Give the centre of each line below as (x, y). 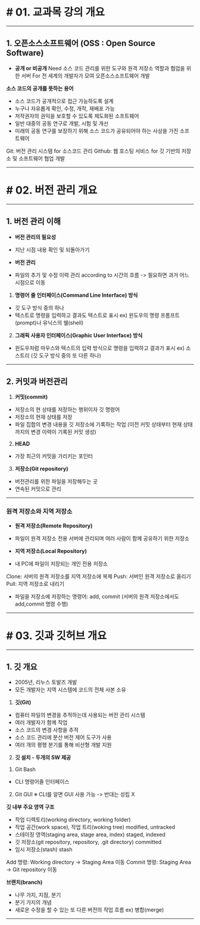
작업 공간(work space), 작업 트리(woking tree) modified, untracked (95, 827)
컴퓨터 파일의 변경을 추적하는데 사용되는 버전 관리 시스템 (80, 715)
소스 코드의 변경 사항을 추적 (47, 730)
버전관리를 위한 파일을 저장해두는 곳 (56, 482)
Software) (25, 53)
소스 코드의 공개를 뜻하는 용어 (40, 88)
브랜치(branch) (24, 882)
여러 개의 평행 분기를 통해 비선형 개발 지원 (63, 745)
